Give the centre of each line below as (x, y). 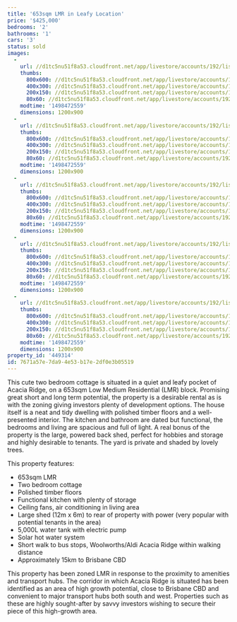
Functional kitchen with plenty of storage (77, 500)
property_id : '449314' (41, 356)
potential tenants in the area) (59, 522)
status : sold (26, 47)
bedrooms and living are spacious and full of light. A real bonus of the (109, 427)
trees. (16, 450)
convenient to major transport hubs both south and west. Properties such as (118, 596)
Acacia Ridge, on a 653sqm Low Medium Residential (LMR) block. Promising (118, 390)
